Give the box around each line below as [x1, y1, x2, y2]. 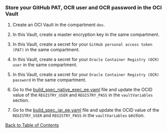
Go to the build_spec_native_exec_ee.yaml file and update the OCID [12, 87, 152, 93]
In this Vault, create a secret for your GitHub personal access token [12, 41, 152, 47]
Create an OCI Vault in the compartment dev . [12, 22, 105, 28]
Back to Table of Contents [5, 122, 59, 128]
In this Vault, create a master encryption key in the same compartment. [12, 32, 160, 38]
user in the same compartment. [12, 62, 78, 68]
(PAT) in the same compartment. [12, 47, 80, 53]
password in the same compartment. [12, 77, 87, 83]
